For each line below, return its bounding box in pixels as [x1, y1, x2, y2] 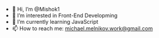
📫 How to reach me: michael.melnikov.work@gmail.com [11, 25, 153, 32]
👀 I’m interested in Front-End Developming [11, 12, 118, 19]
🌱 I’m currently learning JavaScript [11, 18, 99, 25]
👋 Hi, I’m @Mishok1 [11, 6, 60, 12]
